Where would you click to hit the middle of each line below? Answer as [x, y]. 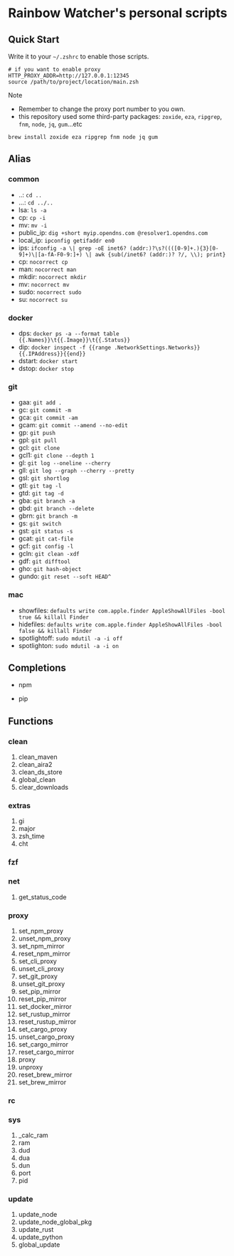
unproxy [31, 1067]
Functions [31, 721]
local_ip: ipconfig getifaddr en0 [67, 240]
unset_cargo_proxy [46, 1037]
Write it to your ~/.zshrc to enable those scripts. [79, 56]
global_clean [37, 780]
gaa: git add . [40, 402]
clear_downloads [43, 787]
